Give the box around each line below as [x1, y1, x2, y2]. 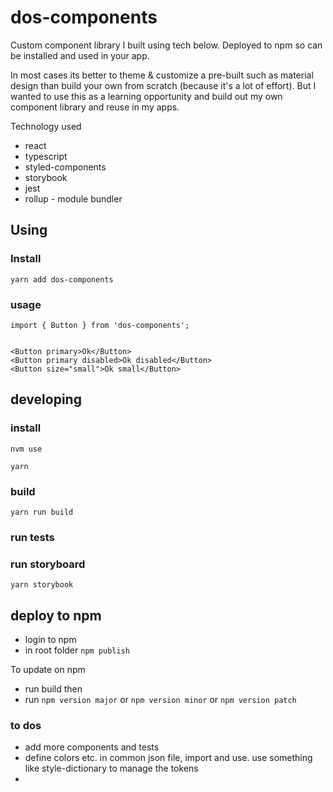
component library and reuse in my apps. [10, 101, 180, 113]
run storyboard [10, 557, 86, 571]
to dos [10, 718, 42, 732]
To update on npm [10, 663, 86, 675]
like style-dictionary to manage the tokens [24, 762, 199, 775]
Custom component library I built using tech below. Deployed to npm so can [10, 39, 323, 51]
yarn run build [10, 507, 74, 517]
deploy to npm [10, 607, 102, 624]
